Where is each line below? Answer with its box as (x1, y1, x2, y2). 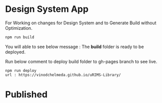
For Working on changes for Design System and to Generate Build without (5, 20, 157, 26)
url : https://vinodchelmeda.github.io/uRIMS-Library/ (5, 72, 121, 77)
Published (5, 89, 48, 100)
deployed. (5, 49, 26, 55)
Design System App (5, 3, 88, 15)
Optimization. (5, 25, 33, 31)
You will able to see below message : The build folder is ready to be (5, 44, 144, 50)
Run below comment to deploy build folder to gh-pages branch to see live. (5, 58, 158, 64)
